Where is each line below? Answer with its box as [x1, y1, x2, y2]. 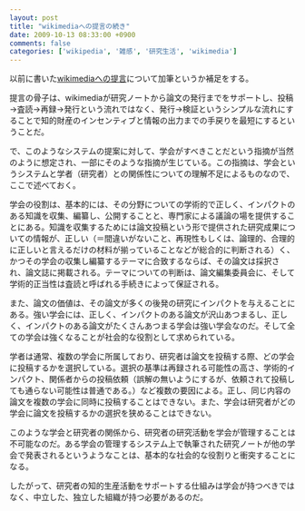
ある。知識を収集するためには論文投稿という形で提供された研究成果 [25, 221, 280, 232]
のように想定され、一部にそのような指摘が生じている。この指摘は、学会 [9, 157, 280, 168]
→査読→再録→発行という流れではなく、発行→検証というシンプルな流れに [9, 103, 286, 114]
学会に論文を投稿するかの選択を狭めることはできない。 [9, 408, 216, 418]
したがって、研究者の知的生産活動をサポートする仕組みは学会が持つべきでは [9, 480, 295, 491]
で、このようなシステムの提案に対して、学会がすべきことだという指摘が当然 [9, 146, 294, 157]
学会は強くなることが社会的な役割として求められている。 [25, 332, 241, 343]
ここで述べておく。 [9, 180, 82, 191]
